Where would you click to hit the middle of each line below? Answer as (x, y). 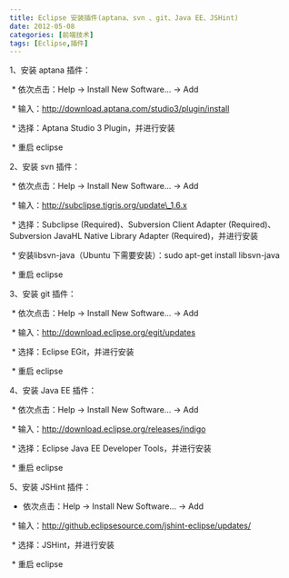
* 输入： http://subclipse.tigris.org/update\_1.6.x (100, 205)
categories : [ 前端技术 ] (51, 35)
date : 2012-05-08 (42, 26)
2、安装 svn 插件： (45, 167)
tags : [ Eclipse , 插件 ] (49, 43)
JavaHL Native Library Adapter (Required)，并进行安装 (156, 236)
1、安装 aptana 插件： (50, 70)
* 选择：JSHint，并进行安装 (63, 545)
